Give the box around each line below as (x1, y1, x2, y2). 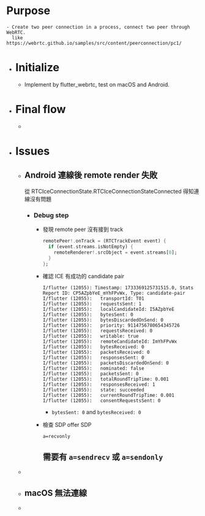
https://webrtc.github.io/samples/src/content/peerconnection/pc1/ (6, 40, 182, 46)
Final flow (15, 103, 66, 117)
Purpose (6, 4, 51, 18)
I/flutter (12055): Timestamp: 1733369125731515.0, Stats (42, 285, 194, 291)
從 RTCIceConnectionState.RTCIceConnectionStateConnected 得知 (24, 187, 194, 195)
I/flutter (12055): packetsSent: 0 (42, 371, 139, 377)
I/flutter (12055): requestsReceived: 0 (42, 328, 153, 334)
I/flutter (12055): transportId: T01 (42, 295, 145, 302)
